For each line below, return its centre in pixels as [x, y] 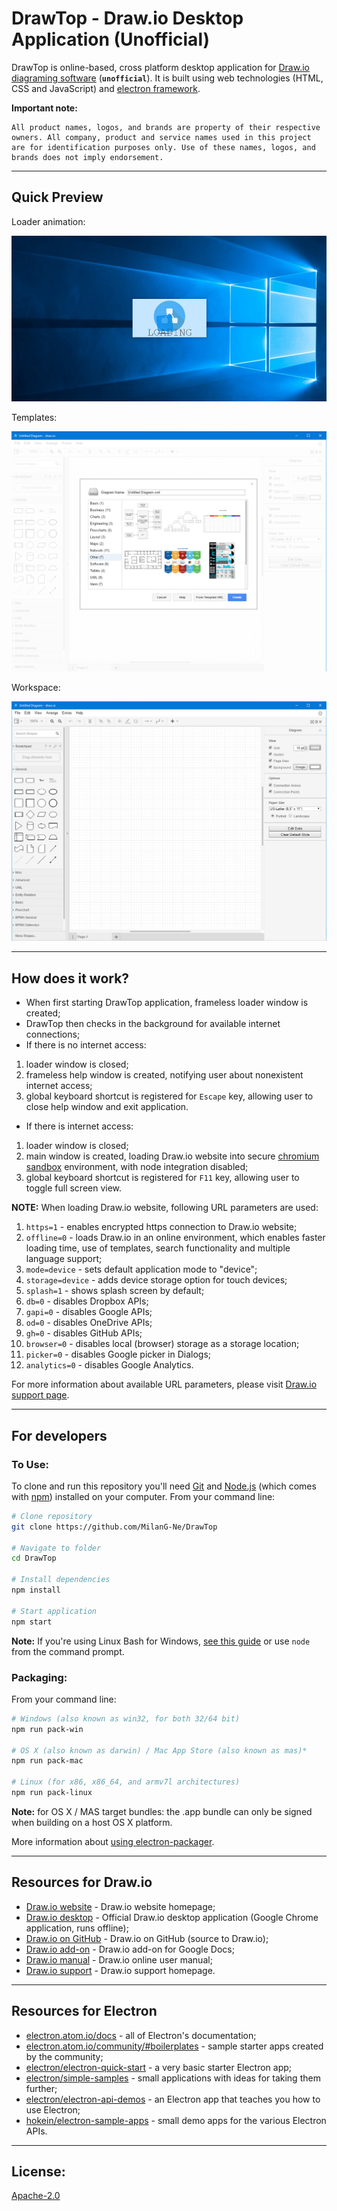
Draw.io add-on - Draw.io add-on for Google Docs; [130, 1949]
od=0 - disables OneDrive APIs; [89, 1323]
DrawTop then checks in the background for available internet [153, 1024]
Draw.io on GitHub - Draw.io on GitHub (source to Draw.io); [147, 1938]
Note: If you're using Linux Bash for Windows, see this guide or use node [161, 1641]
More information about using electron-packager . [113, 1841]
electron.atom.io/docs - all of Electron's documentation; [141, 2035]
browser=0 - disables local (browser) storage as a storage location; [162, 1344]
